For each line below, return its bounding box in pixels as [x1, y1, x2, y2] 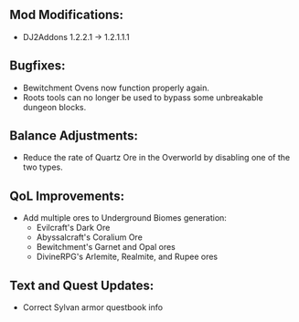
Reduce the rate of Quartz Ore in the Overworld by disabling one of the [22, 152, 291, 163]
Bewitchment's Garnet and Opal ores [36, 242, 176, 253]
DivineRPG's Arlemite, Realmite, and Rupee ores [36, 251, 218, 263]
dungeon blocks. [22, 101, 87, 112]
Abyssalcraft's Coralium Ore [36, 232, 144, 243]
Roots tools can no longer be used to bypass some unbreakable [22, 91, 263, 103]
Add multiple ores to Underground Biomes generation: [22, 213, 227, 223]
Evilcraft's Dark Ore [36, 223, 111, 234]
